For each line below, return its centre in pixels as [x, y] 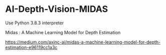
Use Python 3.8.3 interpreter [35, 23]
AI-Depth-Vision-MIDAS [57, 9]
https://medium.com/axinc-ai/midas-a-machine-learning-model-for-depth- [83, 42]
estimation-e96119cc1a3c [31, 47]
